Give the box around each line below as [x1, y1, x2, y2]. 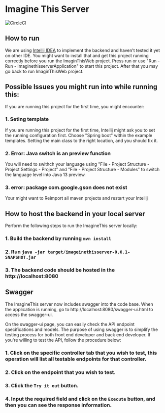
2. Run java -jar [5, 248, 45, 255]
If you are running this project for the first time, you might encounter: [5, 103, 144, 109]
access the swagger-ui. [5, 312, 53, 318]
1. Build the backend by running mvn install [5, 235, 112, 242]
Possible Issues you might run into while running [5, 83, 158, 91]
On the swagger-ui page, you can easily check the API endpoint [5, 321, 135, 327]
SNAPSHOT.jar [5, 255, 36, 260]
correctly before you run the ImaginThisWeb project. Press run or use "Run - [5, 58, 160, 64]
